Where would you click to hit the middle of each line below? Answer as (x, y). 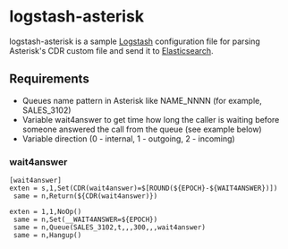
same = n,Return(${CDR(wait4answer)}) (85, 196)
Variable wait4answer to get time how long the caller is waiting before (151, 119)
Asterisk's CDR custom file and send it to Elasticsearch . (111, 50)
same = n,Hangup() (47, 236)
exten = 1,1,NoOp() (46, 212)
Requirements (49, 79)
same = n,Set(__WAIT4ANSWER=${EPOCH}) (85, 220)
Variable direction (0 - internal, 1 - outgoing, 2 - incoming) (128, 138)
